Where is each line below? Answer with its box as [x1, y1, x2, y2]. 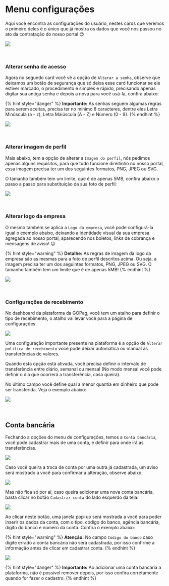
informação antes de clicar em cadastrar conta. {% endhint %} [5, 545, 136, 551]
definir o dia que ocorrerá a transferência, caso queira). [5, 372, 121, 378]
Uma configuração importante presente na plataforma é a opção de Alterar [5, 340, 163, 346]
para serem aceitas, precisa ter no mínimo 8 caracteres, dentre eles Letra [5, 106, 158, 112]
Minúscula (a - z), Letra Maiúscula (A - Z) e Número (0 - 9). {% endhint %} [5, 112, 160, 118]
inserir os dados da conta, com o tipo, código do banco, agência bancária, [5, 519, 160, 525]
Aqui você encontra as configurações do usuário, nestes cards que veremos [5, 20, 164, 26]
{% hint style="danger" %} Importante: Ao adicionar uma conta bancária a [5, 564, 161, 570]
